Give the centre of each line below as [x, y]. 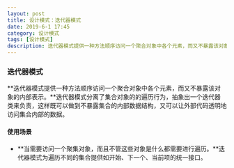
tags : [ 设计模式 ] [30, 40]
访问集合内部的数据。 [38, 114]
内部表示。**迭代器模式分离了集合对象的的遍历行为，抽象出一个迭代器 [120, 97]
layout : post [26, 14]
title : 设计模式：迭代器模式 [44, 20]
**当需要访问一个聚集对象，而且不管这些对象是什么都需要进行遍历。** [118, 148]
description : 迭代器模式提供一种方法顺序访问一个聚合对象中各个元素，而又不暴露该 [113, 46]
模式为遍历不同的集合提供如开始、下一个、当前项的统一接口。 [118, 157]
